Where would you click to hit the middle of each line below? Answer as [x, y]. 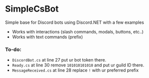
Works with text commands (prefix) [47, 37]
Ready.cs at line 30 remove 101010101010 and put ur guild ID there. [78, 65]
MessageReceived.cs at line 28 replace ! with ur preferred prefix [75, 70]
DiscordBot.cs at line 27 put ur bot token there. [59, 60]
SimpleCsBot [32, 9]
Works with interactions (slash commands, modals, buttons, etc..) [78, 31]
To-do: [13, 49]
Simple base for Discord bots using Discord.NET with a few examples [75, 22]
